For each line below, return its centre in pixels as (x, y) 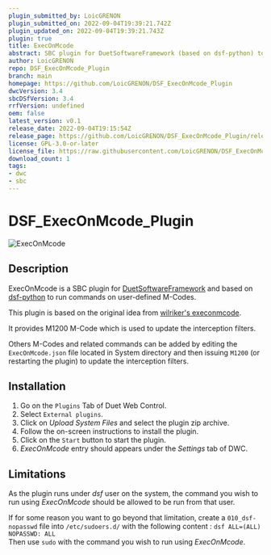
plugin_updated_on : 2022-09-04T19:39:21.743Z (86, 31)
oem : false (27, 114)
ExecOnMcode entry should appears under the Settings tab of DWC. (134, 448)
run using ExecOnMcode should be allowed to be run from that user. (122, 502)
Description (38, 269)
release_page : (32, 136)
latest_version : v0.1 (45, 121)
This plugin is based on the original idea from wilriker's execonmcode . (125, 313)
